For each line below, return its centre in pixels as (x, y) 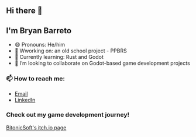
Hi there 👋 (24, 11)
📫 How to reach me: (36, 79)
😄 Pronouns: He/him (40, 45)
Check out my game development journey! (68, 115)
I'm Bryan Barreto (39, 31)
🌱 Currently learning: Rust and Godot (59, 57)
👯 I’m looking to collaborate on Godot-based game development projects (102, 63)
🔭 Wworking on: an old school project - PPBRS (71, 51)
